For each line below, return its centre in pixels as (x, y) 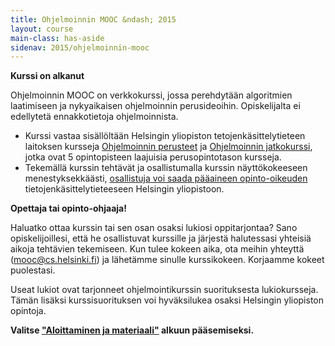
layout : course (42, 29)
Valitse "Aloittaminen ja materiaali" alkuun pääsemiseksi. (132, 330)
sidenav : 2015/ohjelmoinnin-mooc (80, 47)
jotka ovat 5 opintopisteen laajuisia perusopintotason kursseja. (153, 157)
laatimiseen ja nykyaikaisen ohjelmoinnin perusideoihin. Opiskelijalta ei (155, 106)
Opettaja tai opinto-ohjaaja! (68, 208)
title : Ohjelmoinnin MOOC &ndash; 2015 (93, 19)
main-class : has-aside (57, 38)
